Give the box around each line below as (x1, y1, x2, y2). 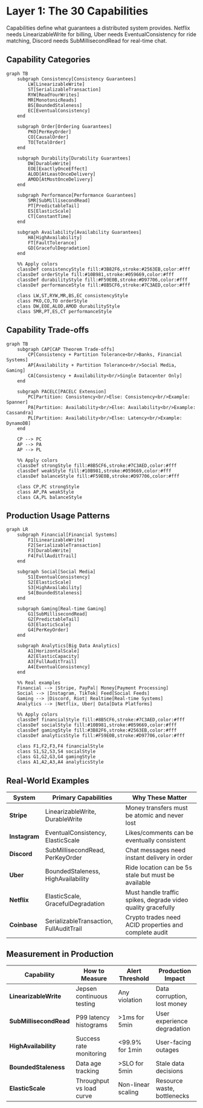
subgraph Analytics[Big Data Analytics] (17, 643, 120, 649)
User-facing (155, 1038, 192, 1046)
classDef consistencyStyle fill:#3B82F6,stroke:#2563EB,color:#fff (17, 266, 190, 272)
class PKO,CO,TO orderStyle (17, 298, 88, 304)
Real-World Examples (6, 775, 89, 786)
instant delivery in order (125, 854, 193, 862)
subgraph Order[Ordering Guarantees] (17, 123, 112, 129)
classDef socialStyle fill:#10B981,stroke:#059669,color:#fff (17, 722, 177, 729)
